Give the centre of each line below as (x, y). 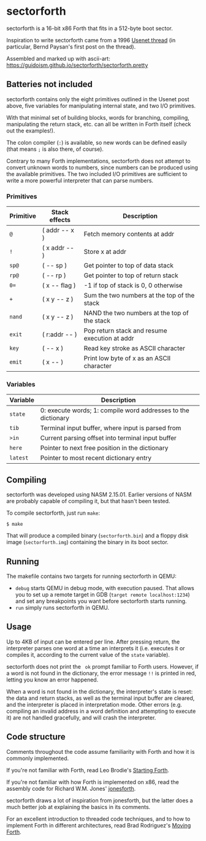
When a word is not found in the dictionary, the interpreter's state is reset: (100, 691)
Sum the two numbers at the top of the (139, 296)
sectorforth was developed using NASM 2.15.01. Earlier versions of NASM (99, 494)
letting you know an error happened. (52, 680)
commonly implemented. (38, 758)
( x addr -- (58, 248)
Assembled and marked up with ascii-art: (58, 58)
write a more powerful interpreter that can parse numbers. (80, 180)
